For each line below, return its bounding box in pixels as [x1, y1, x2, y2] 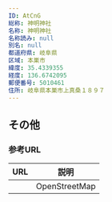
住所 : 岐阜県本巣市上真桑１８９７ [8, 86, 106, 95]
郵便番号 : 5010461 [8, 79, 66, 87]
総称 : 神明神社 [8, 19, 52, 27]
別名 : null [8, 42, 42, 50]
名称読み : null [8, 34, 54, 42]
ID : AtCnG [8, 11, 42, 20]
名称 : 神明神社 [8, 26, 52, 34]
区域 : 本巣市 [8, 57, 46, 65]
